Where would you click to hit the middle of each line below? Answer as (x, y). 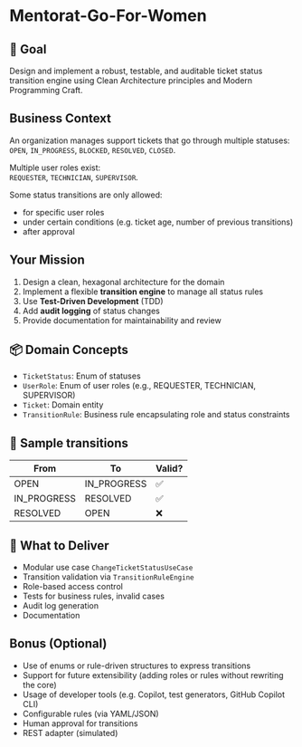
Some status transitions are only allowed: (86, 195)
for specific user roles (63, 212)
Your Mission (47, 260)
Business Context (60, 119)
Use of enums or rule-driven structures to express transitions (137, 666)
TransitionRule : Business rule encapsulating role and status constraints (156, 415)
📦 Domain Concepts (69, 350)
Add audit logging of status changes (91, 311)
